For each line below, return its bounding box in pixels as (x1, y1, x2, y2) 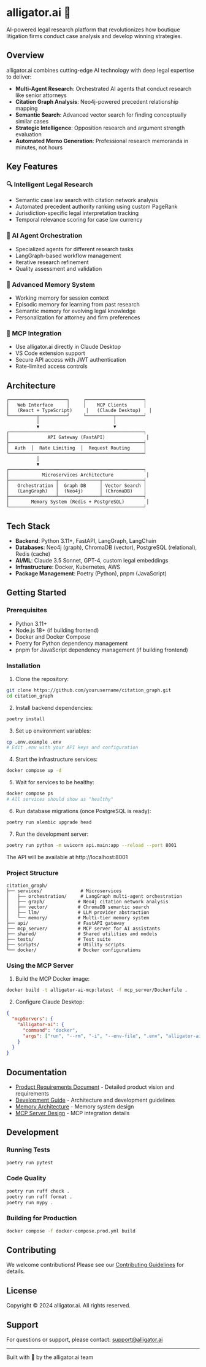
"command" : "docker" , (22, 1027, 78, 1034)
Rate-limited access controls (15, 362, 88, 370)
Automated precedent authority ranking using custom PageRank (15, 203, 178, 211)
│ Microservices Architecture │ (6, 472, 150, 478)
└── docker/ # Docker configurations (6, 947, 141, 953)
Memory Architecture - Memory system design (15, 1102, 134, 1110)
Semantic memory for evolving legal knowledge (15, 307, 136, 315)
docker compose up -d (6, 768, 62, 774)
